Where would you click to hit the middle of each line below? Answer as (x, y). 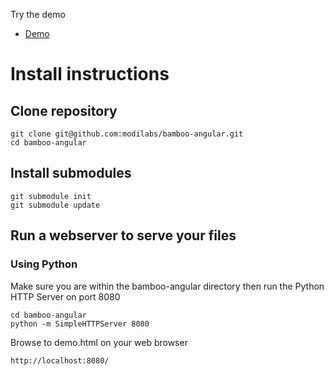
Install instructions (90, 74)
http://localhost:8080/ (60, 360)
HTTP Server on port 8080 (65, 296)
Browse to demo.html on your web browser (99, 342)
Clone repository (64, 110)
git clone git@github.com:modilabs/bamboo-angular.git (127, 134)
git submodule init (51, 196)
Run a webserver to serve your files (123, 235)
